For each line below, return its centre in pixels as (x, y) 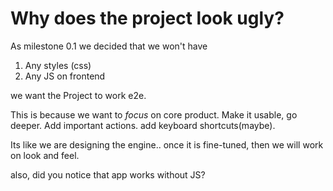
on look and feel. (45, 155)
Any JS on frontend (65, 76)
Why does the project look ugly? (147, 18)
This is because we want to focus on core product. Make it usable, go (154, 114)
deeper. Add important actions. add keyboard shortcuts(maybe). (143, 125)
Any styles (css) (58, 65)
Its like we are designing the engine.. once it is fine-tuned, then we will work (167, 144)
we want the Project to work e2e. (78, 95)
